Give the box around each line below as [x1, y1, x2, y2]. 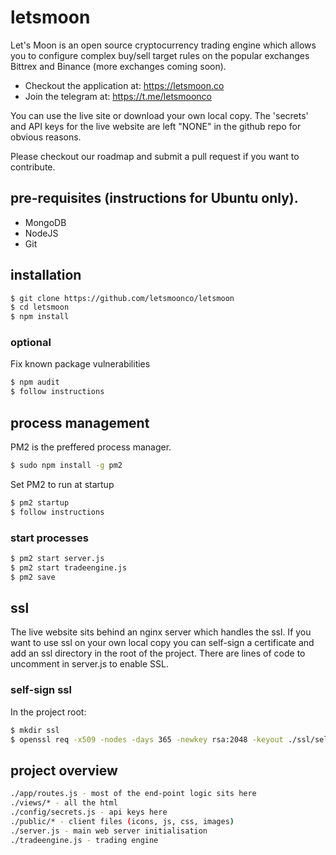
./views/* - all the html [10, 798, 118, 808]
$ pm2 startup [10, 497, 70, 508]
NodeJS [24, 227, 59, 239]
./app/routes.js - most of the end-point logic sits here [10, 789, 257, 799]
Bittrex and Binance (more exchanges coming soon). [10, 60, 227, 72]
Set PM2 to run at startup [10, 478, 115, 490]
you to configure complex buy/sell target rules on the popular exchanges [10, 49, 310, 61]
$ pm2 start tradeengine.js [10, 562, 128, 573]
